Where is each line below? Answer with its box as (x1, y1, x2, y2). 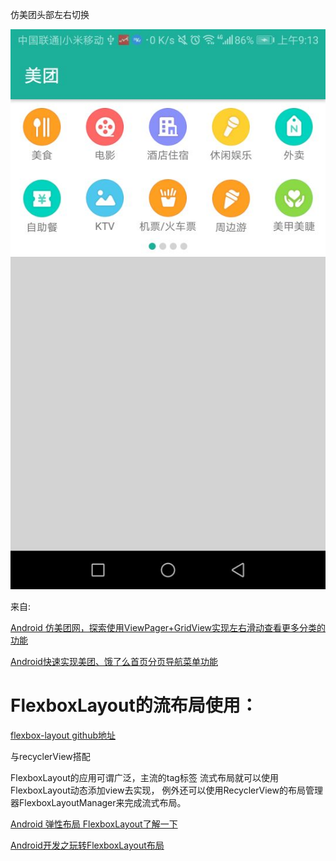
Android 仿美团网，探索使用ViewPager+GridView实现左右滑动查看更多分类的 (10, 622, 327, 633)
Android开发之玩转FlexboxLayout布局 (10, 839, 165, 851)
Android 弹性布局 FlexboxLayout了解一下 (10, 818, 178, 830)
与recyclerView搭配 (10, 750, 91, 762)
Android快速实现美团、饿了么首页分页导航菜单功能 (10, 656, 218, 667)
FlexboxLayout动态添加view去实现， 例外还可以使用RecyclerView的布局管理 (10, 784, 323, 796)
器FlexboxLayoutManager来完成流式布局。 (10, 796, 187, 808)
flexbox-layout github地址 (10, 729, 116, 741)
